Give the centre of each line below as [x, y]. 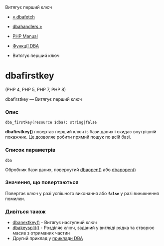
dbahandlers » [27, 26]
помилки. [15, 199]
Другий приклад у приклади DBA [48, 239]
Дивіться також [25, 212]
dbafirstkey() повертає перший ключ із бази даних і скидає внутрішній [81, 132]
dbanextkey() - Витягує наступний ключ [55, 223]
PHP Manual [25, 36]
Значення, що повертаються [42, 183]
